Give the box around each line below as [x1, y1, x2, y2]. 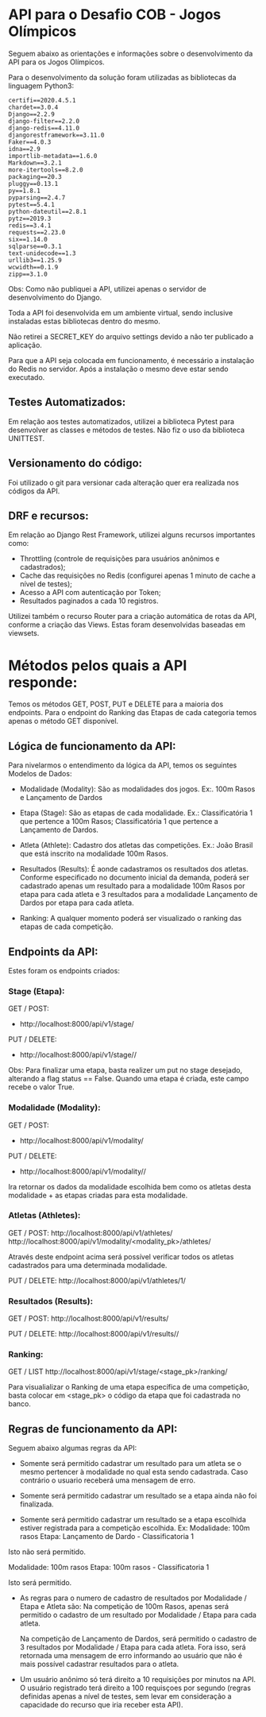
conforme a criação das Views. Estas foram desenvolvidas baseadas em [8, 620, 246, 629]
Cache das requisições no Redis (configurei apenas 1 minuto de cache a [19, 570, 256, 581]
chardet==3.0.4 [8, 103, 59, 111]
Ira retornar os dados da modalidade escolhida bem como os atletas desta [8, 1181, 252, 1191]
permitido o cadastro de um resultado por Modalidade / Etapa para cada [19, 1611, 256, 1620]
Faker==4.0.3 [8, 137, 52, 146]
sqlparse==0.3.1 [8, 242, 62, 250]
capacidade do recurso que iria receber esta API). [19, 1700, 183, 1710]
